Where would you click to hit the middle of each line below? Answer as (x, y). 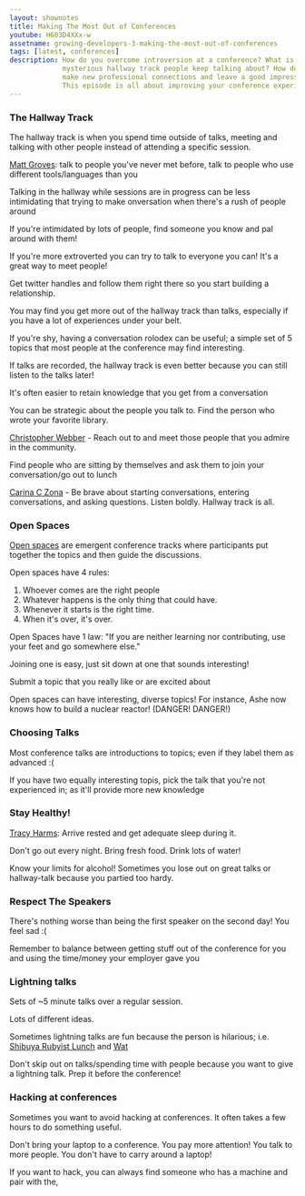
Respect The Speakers (60, 901)
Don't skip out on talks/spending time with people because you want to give (151, 1064)
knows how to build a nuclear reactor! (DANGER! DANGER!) (120, 709)
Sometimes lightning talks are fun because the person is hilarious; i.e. (139, 1037)
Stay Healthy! (40, 813)
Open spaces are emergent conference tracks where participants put (139, 545)
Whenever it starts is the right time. (88, 610)
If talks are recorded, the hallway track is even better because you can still (148, 365)
